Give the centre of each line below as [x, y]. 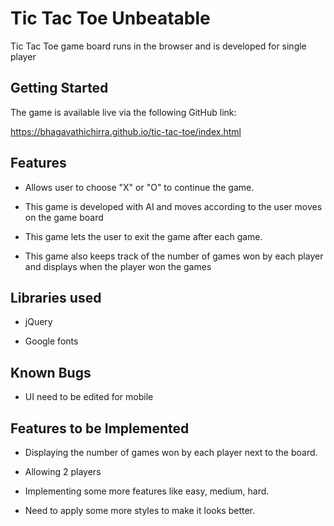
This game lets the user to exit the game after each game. [143, 236]
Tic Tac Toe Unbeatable [110, 18]
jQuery [38, 322]
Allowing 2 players [63, 471]
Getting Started [59, 88]
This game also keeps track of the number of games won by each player [174, 256]
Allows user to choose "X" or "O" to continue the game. [139, 187]
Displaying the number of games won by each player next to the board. [171, 452]
